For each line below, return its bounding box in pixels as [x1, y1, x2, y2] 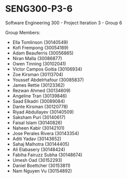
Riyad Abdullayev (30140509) [12, 109, 74, 115]
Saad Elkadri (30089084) [12, 98, 65, 104]
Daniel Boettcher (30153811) [12, 162, 71, 168]
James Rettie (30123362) [12, 82, 65, 88]
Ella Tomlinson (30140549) [12, 39, 68, 45]
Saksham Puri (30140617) [12, 114, 66, 120]
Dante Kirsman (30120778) [12, 103, 68, 109]
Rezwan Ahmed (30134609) [12, 87, 71, 93]
